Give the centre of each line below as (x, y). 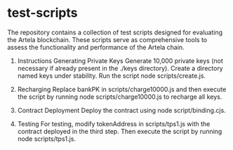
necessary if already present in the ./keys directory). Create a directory (120, 68)
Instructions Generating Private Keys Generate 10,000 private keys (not (120, 60)
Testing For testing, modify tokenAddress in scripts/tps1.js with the (114, 123)
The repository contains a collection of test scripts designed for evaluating (115, 32)
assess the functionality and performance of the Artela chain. (96, 47)
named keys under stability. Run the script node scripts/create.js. (111, 76)
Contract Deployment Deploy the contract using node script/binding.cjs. (121, 110)
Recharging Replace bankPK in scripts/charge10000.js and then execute (122, 89)
